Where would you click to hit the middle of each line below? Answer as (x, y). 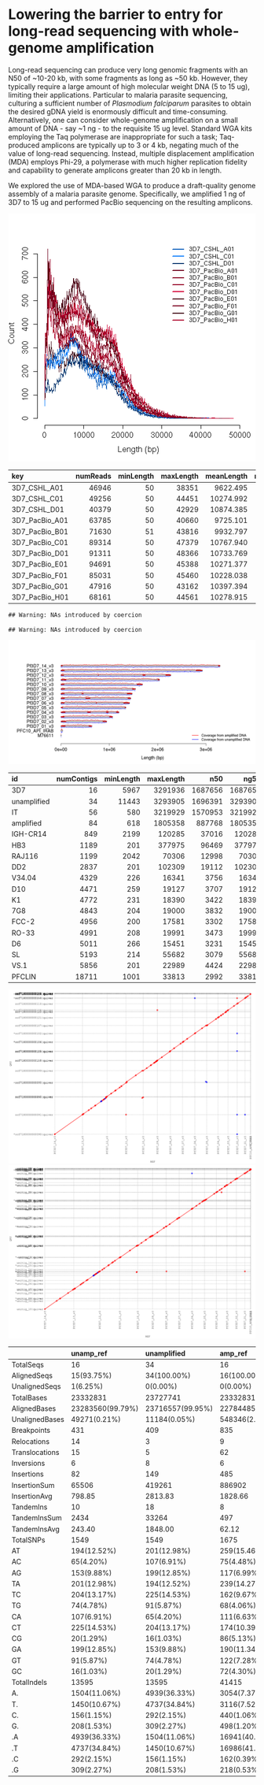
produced (24, 145)
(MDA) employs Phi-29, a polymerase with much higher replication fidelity (128, 161)
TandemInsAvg (36, 1529)
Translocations (35, 1452)
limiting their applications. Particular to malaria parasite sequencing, (118, 95)
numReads (93, 476)
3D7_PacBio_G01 (40, 586)
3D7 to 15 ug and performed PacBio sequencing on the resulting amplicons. (130, 202)
